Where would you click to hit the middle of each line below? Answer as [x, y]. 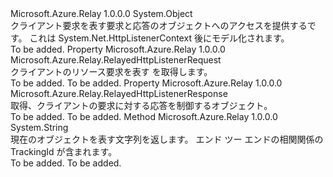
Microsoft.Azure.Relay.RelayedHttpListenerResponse [119, 93]
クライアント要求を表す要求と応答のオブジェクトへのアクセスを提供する [159, 25]
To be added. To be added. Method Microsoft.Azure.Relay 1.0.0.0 [144, 116]
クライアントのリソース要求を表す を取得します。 [111, 71]
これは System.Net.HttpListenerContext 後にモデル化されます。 [159, 38]
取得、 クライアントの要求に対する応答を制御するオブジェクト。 [141, 105]
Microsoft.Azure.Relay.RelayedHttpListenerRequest [116, 60]
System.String [39, 127]
